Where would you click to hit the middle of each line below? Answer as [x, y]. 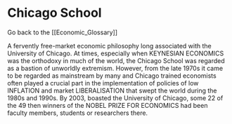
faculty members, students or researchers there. [78, 113]
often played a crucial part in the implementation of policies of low [103, 83]
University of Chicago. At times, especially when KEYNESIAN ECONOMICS [116, 53]
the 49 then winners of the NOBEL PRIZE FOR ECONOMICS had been [108, 105]
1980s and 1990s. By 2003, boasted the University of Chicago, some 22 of [115, 98]
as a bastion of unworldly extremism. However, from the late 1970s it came [115, 68]
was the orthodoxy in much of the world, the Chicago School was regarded [116, 60]
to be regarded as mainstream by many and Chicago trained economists [112, 76]
